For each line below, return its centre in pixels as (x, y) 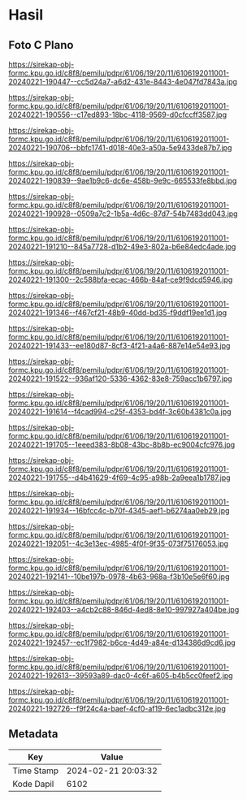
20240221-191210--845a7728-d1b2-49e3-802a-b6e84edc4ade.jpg (122, 246)
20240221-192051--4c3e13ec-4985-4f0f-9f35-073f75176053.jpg (119, 543)
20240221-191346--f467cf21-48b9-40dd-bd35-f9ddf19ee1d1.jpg (118, 313)
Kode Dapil (33, 784)
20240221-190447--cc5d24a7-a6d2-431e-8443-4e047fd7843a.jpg (123, 82)
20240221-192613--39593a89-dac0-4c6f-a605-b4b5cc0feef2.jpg (121, 675)
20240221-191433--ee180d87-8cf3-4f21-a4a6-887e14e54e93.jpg (119, 346)
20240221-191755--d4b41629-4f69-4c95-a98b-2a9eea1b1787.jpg (119, 478)
